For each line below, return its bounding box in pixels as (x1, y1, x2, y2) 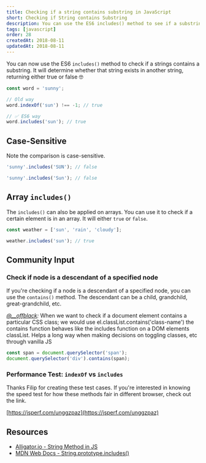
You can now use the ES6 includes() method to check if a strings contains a (6, 59, 200, 67)
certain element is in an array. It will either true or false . (6, 215, 148, 222)
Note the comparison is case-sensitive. (6, 152, 105, 159)
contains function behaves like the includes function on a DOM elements (6, 325, 190, 332)
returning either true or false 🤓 (6, 73, 84, 80)
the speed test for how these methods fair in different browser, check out (6, 391, 191, 398)
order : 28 (6, 32, 32, 38)
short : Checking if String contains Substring (6, 15, 128, 21)
